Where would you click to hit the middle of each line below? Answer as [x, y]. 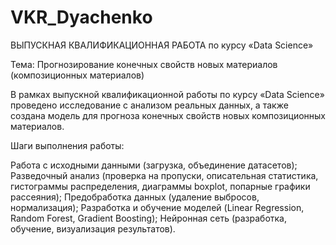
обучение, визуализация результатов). [93, 228]
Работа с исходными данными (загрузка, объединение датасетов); [154, 165]
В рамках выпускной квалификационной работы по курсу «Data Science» [167, 94]
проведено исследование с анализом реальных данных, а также [149, 105]
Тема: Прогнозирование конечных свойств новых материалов [144, 64]
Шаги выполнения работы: [67, 145]
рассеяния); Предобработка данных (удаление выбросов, [135, 197]
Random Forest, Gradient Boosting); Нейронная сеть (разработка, [149, 218]
